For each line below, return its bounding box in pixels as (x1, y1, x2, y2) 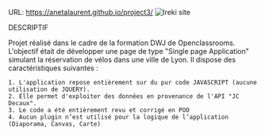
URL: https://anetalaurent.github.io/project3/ (8, 8, 153, 17)
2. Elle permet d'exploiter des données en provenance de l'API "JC (8, 93, 240, 100)
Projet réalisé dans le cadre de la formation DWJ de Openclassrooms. (8, 38, 236, 47)
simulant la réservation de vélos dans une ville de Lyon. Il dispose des (8, 55, 236, 64)
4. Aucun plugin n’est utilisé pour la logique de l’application (8, 113, 229, 121)
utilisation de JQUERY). (8, 85, 90, 93)
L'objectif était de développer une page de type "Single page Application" (8, 47, 250, 55)
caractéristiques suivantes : (8, 63, 99, 73)
